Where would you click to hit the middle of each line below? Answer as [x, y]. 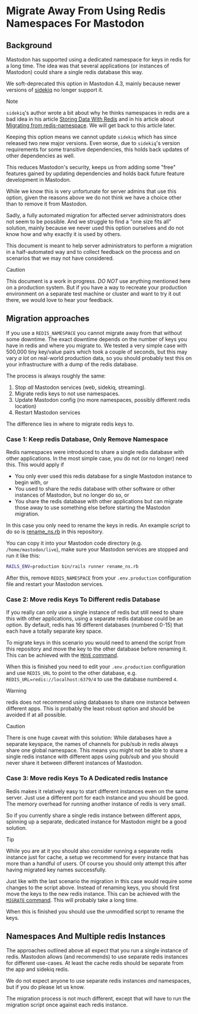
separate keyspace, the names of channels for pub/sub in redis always [92, 744]
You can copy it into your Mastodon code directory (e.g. [74, 543]
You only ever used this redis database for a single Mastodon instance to [103, 476]
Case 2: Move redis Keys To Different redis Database [83, 599]
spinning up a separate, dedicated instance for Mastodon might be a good [96, 822]
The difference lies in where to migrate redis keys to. [70, 424]
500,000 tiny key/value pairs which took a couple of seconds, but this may [97, 352]
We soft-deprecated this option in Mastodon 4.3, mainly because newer [93, 83]
